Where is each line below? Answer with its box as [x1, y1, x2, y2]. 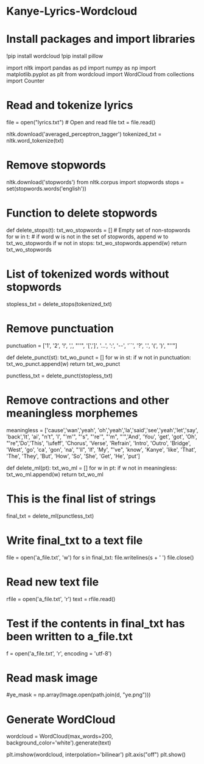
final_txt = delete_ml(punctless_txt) [6, 512, 94, 519]
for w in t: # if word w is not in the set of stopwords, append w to [6, 233, 169, 240]
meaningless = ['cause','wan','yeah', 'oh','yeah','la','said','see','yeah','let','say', [6, 426, 199, 434]
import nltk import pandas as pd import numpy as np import [6, 64, 157, 71]
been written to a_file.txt [6, 629, 133, 643]
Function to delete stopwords [6, 206, 158, 220]
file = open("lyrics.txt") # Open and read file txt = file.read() [6, 119, 156, 126]
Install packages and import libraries [6, 32, 195, 46]
